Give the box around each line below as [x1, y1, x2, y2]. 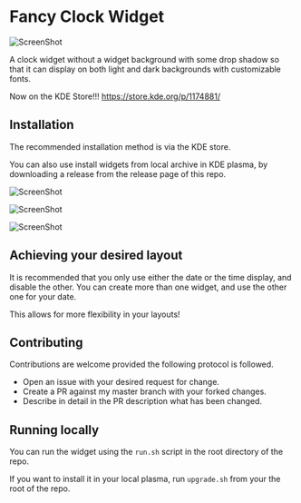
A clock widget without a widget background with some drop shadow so [9, 54, 279, 64]
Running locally [9, 422, 100, 438]
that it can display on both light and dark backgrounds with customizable [9, 64, 281, 74]
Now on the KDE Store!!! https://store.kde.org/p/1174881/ [9, 91, 220, 102]
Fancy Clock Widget [9, 6, 165, 27]
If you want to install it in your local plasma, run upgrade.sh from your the [9, 474, 281, 485]
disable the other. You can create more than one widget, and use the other [9, 281, 287, 292]
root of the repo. [9, 483, 71, 494]
